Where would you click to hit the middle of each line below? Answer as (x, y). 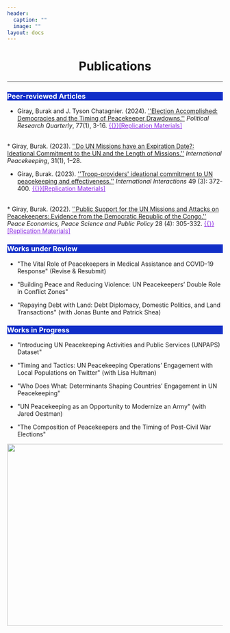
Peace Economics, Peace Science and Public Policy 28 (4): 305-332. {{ (108, 224)
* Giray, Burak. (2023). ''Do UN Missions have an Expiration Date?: (101, 146)
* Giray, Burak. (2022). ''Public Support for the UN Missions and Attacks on (113, 209)
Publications (115, 66)
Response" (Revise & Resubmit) (62, 271)
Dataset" (29, 352)
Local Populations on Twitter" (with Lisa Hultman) (87, 373)
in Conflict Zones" (42, 291)
